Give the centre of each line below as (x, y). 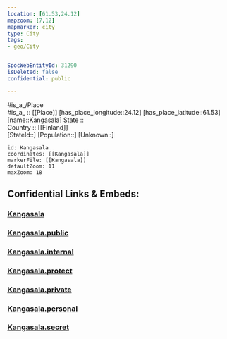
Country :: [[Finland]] (38, 127)
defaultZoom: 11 (31, 166)
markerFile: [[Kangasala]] (47, 160)
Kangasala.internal (41, 252)
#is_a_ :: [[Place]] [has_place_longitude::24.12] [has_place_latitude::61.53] (114, 112)
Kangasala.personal (43, 309)
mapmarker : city (31, 27)
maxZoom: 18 (25, 172)
